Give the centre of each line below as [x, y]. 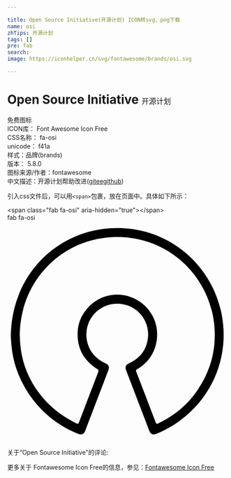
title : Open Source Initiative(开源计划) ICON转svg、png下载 [94, 20]
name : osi [22, 26]
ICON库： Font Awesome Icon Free [58, 128]
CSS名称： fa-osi [32, 137]
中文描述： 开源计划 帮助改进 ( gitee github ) [66, 181]
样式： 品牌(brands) [35, 155]
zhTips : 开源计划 [30, 33]
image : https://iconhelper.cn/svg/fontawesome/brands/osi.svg [99, 59]
